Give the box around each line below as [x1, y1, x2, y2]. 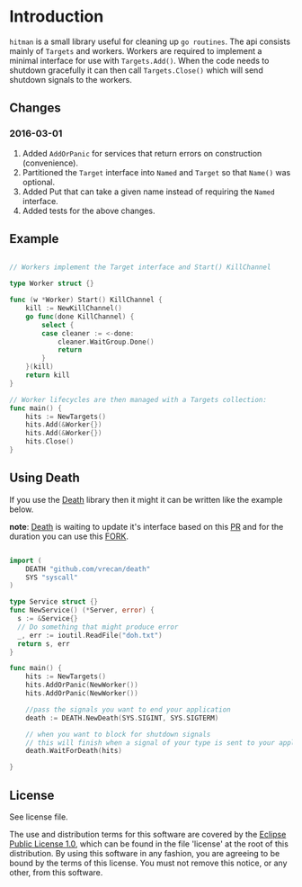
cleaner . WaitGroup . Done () [57, 337, 155, 346]
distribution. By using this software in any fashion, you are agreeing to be [9, 847, 280, 858]
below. [9, 504, 34, 515]
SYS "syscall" [25, 573, 78, 582]
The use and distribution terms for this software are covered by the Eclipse [9, 829, 287, 839]
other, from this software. [9, 866, 103, 878]
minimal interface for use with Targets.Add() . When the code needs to [9, 55, 270, 66]
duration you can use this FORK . [9, 531, 129, 542]
